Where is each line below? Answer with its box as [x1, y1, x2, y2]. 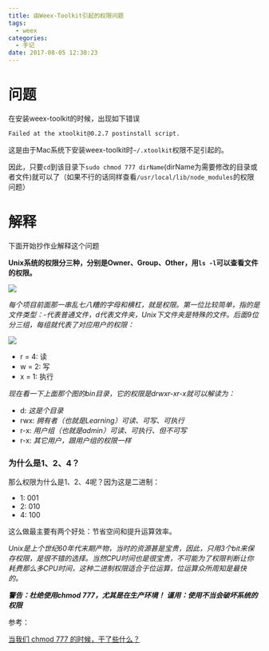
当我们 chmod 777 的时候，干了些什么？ [8, 634, 140, 644]
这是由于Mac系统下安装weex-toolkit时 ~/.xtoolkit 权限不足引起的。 [8, 145, 229, 154]
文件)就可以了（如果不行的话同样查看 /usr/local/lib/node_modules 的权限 [14, 172, 255, 181]
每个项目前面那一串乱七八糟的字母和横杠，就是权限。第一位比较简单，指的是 [8, 300, 260, 309]
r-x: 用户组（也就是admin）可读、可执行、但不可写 [19, 425, 188, 435]
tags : [8, 19, 26, 27]
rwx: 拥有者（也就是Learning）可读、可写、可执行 [19, 415, 185, 425]
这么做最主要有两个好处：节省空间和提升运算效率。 [8, 526, 176, 536]
